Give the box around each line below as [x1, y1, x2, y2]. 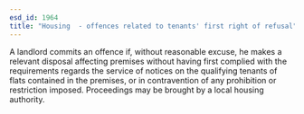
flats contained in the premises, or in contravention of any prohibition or [9, 75, 277, 85]
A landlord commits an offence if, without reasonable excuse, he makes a [9, 46, 282, 57]
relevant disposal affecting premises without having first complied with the [9, 56, 288, 66]
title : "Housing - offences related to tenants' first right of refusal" [9, 22, 298, 31]
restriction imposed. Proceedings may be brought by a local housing [9, 84, 264, 95]
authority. [9, 93, 45, 104]
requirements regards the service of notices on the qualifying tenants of [9, 65, 278, 76]
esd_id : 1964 [9, 13, 59, 22]
